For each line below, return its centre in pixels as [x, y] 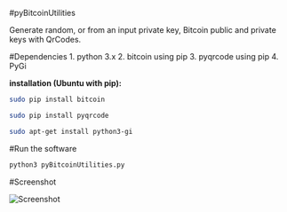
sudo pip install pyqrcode [59, 115]
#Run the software [43, 148]
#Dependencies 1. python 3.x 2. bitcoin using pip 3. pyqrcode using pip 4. [144, 56]
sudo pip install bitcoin [57, 99]
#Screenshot [33, 182]
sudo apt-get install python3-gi [71, 131]
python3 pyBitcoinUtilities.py [67, 165]
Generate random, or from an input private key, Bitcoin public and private [143, 30]
